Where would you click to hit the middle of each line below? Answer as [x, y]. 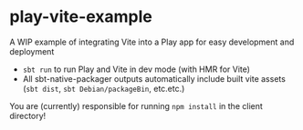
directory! [28, 115]
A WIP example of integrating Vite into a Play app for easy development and [152, 42]
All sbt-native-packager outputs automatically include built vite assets [154, 78]
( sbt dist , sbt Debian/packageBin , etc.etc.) [104, 88]
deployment [32, 51]
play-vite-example [81, 17]
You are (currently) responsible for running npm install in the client [136, 105]
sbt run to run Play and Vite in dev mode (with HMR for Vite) [136, 69]
